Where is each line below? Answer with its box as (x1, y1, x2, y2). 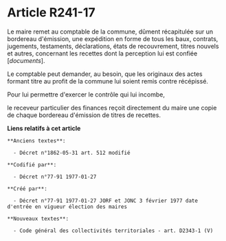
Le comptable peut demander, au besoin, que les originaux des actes (7, 70, 203, 78)
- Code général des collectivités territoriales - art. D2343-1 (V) (13, 227, 214, 234)
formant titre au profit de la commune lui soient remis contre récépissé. (7, 77, 208, 85)
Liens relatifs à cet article (7, 124, 81, 132)
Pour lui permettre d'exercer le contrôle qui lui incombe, (7, 90, 165, 99)
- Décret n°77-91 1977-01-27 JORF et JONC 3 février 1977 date (13, 197, 198, 204)
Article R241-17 (7, 5, 96, 21)
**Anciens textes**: (7, 137, 67, 144)
